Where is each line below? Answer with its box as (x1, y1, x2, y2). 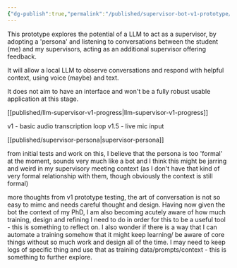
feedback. (7, 52, 37, 61)
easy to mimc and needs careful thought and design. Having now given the (7, 200, 226, 209)
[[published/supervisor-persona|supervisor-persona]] (7, 135, 164, 144)
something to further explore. (7, 252, 93, 261)
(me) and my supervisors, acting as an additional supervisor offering (7, 44, 207, 53)
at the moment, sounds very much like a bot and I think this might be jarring (7, 157, 227, 165)
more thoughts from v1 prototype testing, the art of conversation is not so (7, 193, 221, 201)
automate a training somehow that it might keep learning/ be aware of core (7, 230, 225, 238)
